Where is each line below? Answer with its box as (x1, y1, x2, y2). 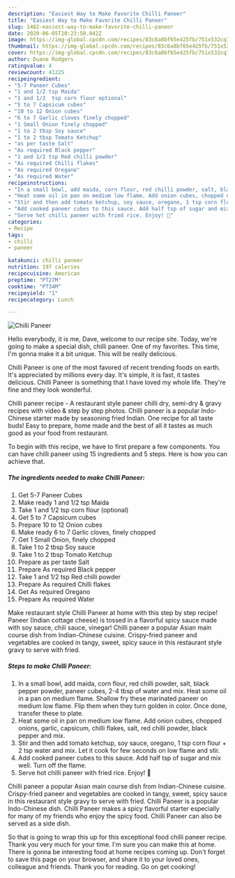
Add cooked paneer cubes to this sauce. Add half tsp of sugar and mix (17, 753, 222, 763)
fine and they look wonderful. (8, 385, 93, 394)
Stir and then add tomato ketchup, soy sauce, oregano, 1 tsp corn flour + (17, 739, 227, 747)
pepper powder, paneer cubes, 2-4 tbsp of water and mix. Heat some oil (17, 687, 227, 695)
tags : (8, 232, 24, 239)
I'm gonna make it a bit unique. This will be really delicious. (8, 350, 177, 358)
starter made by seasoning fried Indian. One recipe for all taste (33, 414, 213, 423)
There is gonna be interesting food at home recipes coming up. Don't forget (8, 848, 225, 856)
